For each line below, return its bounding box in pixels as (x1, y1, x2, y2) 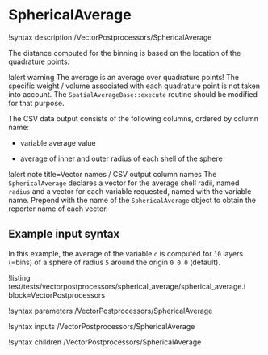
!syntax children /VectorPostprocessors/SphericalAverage (8, 337, 202, 347)
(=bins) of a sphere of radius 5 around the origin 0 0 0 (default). (8, 257, 220, 267)
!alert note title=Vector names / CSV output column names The (8, 169, 217, 179)
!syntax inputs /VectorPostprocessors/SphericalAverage (8, 321, 195, 331)
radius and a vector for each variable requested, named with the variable (8, 186, 252, 196)
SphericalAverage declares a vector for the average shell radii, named (8, 178, 240, 188)
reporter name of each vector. (8, 204, 108, 213)
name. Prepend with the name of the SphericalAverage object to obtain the (8, 195, 257, 205)
